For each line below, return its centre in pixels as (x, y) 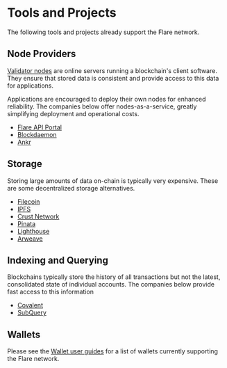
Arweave (30, 239)
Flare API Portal (40, 127)
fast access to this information (50, 292)
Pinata (26, 223)
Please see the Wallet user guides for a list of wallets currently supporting (113, 351)
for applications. (31, 86)
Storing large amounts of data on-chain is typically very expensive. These (113, 181)
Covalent (30, 305)
